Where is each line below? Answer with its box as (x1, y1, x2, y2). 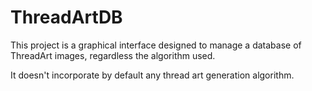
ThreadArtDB (10, 6, 123, 29)
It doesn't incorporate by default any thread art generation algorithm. (10, 69, 295, 81)
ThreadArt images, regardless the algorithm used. (10, 49, 216, 61)
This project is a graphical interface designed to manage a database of (10, 39, 302, 51)
